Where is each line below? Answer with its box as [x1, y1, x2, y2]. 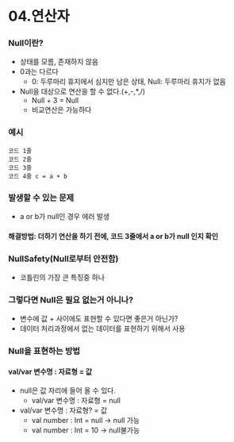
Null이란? [8, 37, 44, 48]
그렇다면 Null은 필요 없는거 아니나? [8, 294, 133, 306]
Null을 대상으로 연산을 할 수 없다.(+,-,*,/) [19, 86, 145, 96]
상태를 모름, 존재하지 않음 [19, 57, 99, 67]
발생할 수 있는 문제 [8, 192, 75, 203]
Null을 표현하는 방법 [8, 346, 81, 357]
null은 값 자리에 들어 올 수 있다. [19, 386, 117, 395]
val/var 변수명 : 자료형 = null [31, 396, 121, 405]
